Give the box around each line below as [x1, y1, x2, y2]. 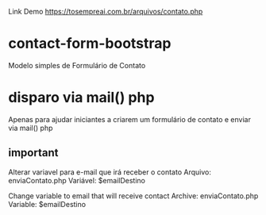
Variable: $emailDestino [8, 199, 86, 209]
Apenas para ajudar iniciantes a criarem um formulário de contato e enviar [8, 114, 252, 124]
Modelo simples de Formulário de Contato [8, 60, 146, 70]
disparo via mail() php [8, 89, 155, 106]
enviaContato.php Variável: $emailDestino [8, 175, 145, 185]
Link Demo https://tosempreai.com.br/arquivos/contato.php [8, 7, 203, 16]
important [8, 146, 59, 159]
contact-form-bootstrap [8, 35, 172, 52]
